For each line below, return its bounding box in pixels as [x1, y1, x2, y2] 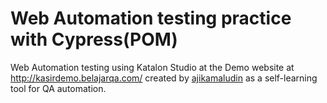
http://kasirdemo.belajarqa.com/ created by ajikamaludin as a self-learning [10, 72, 318, 84]
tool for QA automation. [10, 82, 107, 94]
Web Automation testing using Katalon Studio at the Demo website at [10, 61, 295, 73]
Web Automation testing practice [10, 7, 292, 30]
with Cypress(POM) [10, 28, 178, 51]
